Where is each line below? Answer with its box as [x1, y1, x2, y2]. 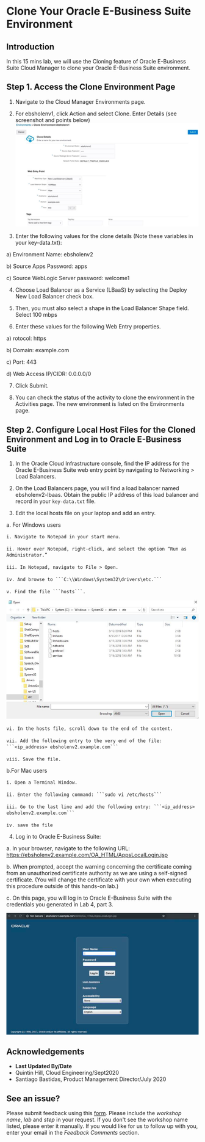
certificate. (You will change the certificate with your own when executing [6, 876, 192, 883]
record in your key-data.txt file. [15, 497, 96, 505]
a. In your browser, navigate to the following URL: [6, 845, 130, 852]
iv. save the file [6, 822, 53, 828]
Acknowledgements [6, 1047, 85, 1057]
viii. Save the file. [6, 756, 62, 762]
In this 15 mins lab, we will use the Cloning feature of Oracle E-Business [6, 58, 186, 65]
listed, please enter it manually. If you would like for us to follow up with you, [6, 1122, 198, 1130]
